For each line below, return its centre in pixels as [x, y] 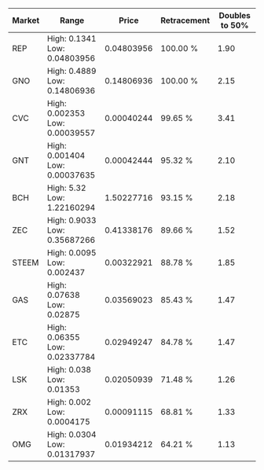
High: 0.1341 [71, 39]
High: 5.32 [66, 188]
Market [26, 20]
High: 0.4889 [71, 71]
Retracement [185, 20]
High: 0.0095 [71, 253]
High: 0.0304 [71, 434]
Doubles [235, 15]
